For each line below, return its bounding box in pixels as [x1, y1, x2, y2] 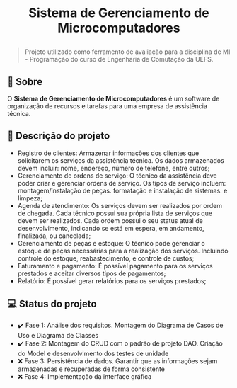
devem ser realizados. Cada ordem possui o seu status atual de [17, 216, 203, 224]
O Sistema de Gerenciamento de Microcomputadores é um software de [7, 94, 220, 103]
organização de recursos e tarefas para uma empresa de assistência [7, 102, 207, 110]
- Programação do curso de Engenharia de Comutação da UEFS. [24, 55, 214, 64]
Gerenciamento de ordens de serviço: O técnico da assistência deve [17, 171, 217, 180]
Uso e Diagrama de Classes [17, 331, 99, 339]
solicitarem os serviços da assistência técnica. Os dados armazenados [17, 156, 224, 164]
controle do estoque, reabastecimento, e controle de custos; [17, 253, 195, 263]
